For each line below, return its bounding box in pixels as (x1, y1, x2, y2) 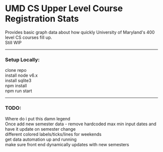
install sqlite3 (5, 78, 32, 84)
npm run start (5, 88, 33, 94)
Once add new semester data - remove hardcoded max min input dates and (5, 121, 157, 127)
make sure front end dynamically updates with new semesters (5, 141, 130, 147)
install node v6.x (5, 72, 38, 78)
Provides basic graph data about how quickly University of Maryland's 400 (5, 29, 155, 35)
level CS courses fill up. (5, 34, 52, 40)
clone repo (5, 68, 27, 73)
